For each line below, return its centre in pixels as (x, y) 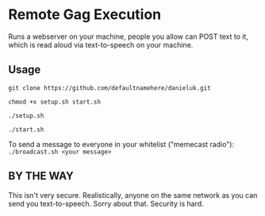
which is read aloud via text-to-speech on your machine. (101, 44)
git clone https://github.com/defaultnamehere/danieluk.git (110, 88)
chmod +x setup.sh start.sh (55, 102)
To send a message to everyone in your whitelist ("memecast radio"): (121, 144)
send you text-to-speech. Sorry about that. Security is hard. (106, 203)
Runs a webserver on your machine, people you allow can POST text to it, (128, 36)
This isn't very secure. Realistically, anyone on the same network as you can (133, 195)
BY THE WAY (41, 176)
